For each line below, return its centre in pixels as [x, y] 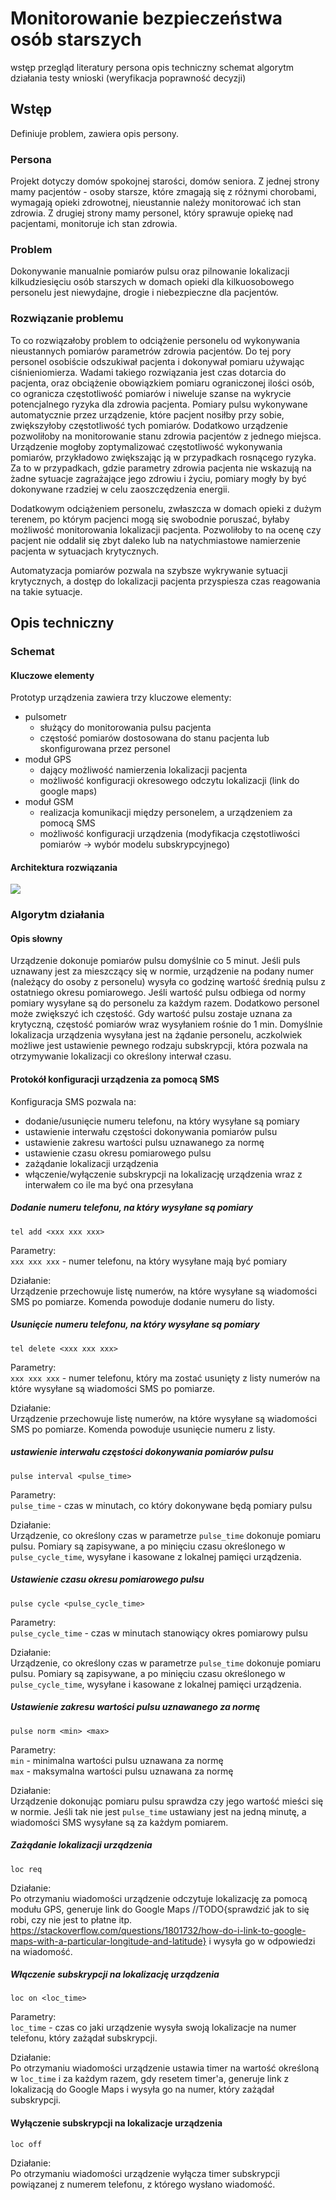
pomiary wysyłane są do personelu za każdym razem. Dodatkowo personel [165, 1003]
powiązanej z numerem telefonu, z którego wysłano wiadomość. [143, 2184]
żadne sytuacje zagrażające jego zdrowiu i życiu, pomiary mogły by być [158, 478]
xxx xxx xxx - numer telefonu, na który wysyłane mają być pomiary [149, 1261]
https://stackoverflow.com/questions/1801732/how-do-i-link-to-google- [158, 1930]
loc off [26, 2144]
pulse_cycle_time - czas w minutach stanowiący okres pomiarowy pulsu [159, 1633]
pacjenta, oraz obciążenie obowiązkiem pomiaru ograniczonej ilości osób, [162, 383]
